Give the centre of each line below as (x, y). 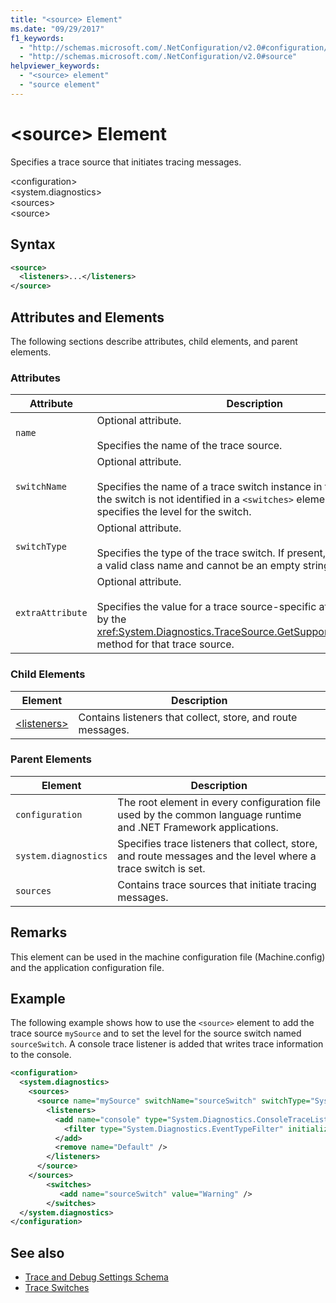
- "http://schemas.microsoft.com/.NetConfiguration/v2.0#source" (158, 57)
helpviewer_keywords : (55, 66)
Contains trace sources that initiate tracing (217, 884)
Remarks (39, 932)
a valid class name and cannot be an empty (198, 566)
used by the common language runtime (209, 814)
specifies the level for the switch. (174, 512)
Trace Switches (57, 1288)
